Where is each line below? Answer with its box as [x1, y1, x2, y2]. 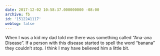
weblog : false [5, 21, 35, 26]
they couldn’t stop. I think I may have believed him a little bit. [5, 45, 129, 51]
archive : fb [5, 12, 30, 17]
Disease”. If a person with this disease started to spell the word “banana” [5, 40, 155, 46]
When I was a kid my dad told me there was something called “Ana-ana [5, 35, 152, 41]
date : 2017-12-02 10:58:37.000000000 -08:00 [5, 7, 99, 12]
